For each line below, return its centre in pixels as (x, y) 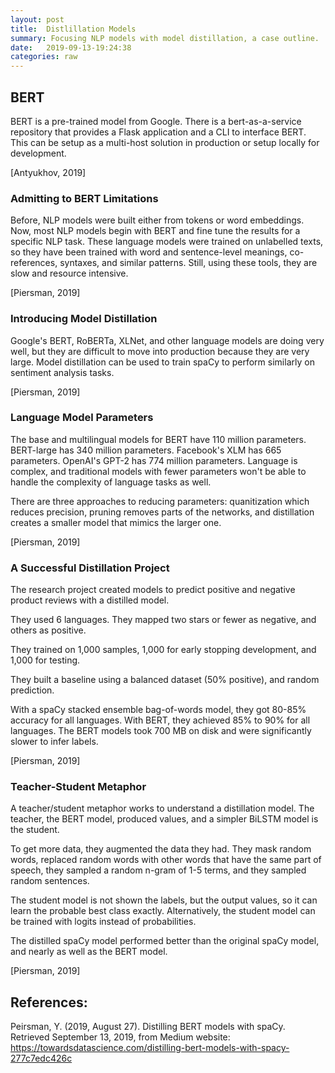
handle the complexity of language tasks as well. (111, 482)
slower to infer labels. (54, 742)
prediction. (32, 690)
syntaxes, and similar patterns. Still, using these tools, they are (188, 263)
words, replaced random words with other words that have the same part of (166, 860)
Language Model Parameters (82, 418)
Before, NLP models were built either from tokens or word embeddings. (157, 220)
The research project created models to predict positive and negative (153, 590)
